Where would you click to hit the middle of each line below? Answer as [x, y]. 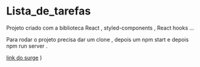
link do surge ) [24, 57]
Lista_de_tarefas [49, 11]
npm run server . [27, 46]
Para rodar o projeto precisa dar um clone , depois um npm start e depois [98, 39]
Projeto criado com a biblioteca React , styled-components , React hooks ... [100, 28]
